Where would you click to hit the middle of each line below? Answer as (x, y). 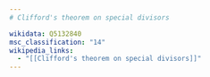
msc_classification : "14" (57, 42)
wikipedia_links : (42, 50)
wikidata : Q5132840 (46, 34)
